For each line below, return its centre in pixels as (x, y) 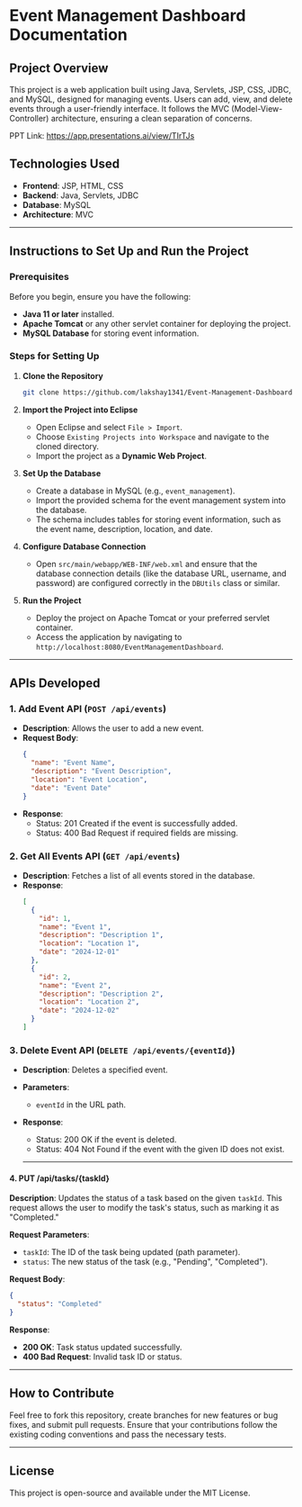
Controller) (29, 118)
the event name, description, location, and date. (124, 528)
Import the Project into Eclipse (80, 410)
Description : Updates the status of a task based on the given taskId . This (146, 1198)
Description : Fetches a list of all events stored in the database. (138, 875)
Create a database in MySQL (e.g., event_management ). (135, 491)
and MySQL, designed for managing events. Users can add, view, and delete (151, 99)
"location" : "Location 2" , (89, 1002)
